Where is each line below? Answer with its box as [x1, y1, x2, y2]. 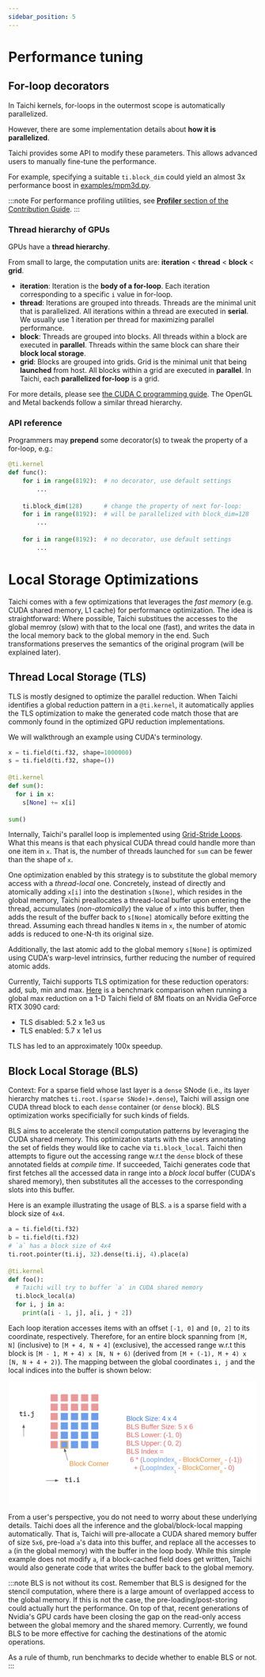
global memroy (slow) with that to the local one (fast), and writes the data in [8, 622, 256, 631]
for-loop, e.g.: [8, 444, 53, 454]
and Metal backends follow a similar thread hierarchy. [8, 397, 183, 407]
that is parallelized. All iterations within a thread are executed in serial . [19, 306, 249, 316]
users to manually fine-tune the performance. [8, 156, 157, 166]
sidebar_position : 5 [8, 13, 77, 21]
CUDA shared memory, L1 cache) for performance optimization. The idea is [8, 605, 253, 615]
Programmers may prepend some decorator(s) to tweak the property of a [8, 436, 248, 445]
